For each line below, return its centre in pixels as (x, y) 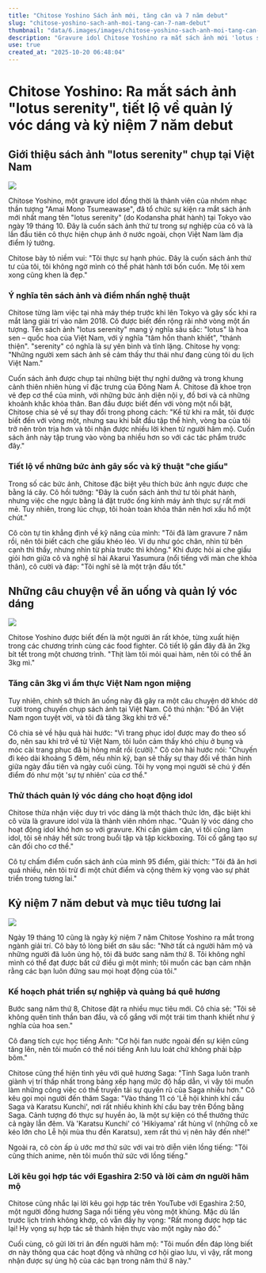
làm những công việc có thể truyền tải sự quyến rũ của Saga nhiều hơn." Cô (132, 1090)
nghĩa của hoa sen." (41, 1026)
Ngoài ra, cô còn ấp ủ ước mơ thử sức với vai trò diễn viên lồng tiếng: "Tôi (128, 1147)
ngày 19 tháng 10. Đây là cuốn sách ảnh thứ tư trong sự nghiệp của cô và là (131, 226)
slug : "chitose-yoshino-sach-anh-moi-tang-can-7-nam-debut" (110, 23)
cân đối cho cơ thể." (41, 846)
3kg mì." (22, 663)
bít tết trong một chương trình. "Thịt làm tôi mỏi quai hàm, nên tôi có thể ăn (130, 654)
